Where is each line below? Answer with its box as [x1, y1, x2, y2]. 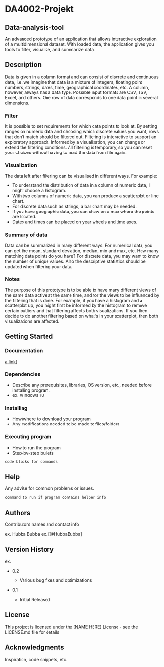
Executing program [5, 433, 52, 440]
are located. [12, 214, 37, 220]
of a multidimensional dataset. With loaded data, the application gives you [5, 41, 154, 47]
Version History [5, 545, 54, 554]
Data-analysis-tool [5, 23, 64, 31]
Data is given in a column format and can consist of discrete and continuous [5, 74, 159, 80]
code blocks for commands [5, 459, 58, 464]
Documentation [5, 347, 43, 354]
